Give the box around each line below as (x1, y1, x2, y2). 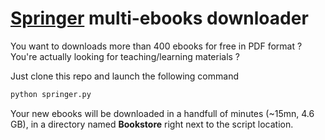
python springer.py (10, 89, 92, 99)
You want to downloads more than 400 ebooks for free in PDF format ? (10, 40, 303, 52)
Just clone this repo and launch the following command (10, 70, 239, 82)
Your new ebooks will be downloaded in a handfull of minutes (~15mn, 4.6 (10, 107, 315, 119)
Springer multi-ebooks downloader (10, 7, 309, 30)
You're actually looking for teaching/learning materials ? (10, 50, 241, 62)
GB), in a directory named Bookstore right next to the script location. (10, 118, 294, 130)
